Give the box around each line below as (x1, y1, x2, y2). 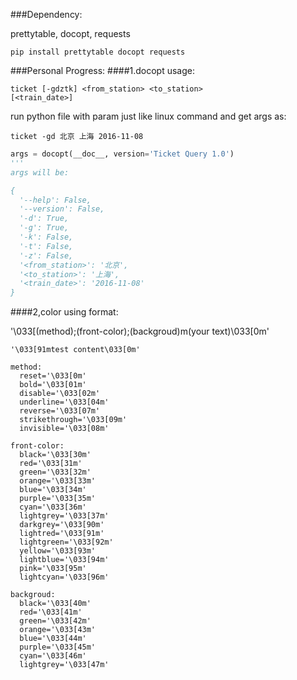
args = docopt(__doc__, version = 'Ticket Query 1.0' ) (10, 149, 235, 159)
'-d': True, (19, 214, 70, 224)
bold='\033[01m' (19, 380, 87, 390)
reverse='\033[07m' (19, 406, 101, 416)
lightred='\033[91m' (19, 529, 105, 539)
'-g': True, (19, 223, 70, 233)
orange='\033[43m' (19, 625, 97, 635)
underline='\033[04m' (19, 397, 110, 408)
